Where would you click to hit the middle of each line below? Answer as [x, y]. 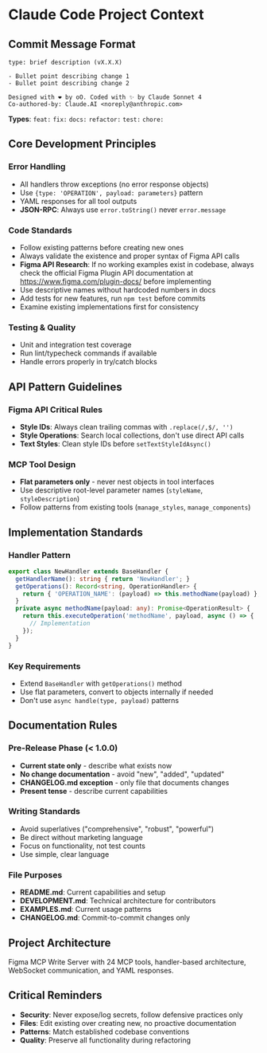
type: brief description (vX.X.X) [66, 62]
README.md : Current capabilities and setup [93, 892]
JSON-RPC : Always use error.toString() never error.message [123, 210]
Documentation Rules [63, 726]
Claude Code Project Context [106, 15]
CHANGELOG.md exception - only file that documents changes [124, 782]
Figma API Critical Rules [56, 410]
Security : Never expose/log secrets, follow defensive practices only [132, 1015]
